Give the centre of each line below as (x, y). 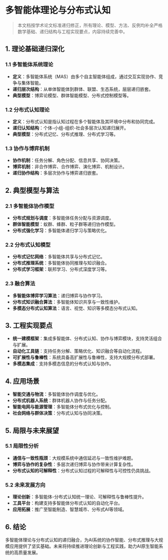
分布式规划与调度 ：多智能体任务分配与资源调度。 (63, 218)
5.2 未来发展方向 (25, 485)
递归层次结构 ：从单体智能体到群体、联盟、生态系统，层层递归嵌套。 (83, 89)
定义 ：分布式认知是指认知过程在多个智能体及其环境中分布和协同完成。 (85, 121)
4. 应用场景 (22, 381)
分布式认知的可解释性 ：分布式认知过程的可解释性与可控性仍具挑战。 (83, 470)
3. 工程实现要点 (29, 325)
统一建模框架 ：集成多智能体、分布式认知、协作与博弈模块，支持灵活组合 (87, 338)
